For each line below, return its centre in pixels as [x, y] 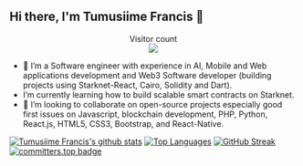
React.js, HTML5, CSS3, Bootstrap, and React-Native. [123, 123]
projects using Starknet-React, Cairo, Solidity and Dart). [127, 85]
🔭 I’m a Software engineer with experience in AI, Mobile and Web [145, 66]
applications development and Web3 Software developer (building [147, 75]
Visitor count [153, 38]
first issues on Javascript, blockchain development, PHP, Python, [145, 114]
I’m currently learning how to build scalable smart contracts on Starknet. [158, 94]
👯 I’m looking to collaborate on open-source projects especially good [152, 104]
